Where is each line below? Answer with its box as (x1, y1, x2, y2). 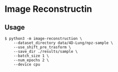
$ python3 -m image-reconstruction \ (4, 36, 82, 41)
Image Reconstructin (4, 3, 92, 15)
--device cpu (13, 62, 40, 67)
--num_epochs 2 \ (13, 58, 49, 63)
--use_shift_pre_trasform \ (13, 45, 71, 50)
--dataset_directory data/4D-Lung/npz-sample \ (13, 40, 113, 45)
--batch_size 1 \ (13, 53, 49, 58)
